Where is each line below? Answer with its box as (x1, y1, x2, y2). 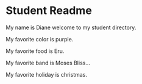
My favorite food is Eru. (5, 47, 65, 55)
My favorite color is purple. (5, 35, 74, 43)
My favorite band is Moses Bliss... (5, 59, 91, 66)
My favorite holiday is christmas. (5, 71, 88, 78)
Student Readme (5, 4, 92, 18)
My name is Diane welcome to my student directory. (5, 24, 137, 31)
